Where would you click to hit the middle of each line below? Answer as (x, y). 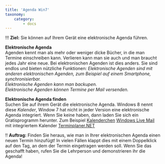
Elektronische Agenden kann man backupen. (51, 84)
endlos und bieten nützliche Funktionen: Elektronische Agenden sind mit (79, 69)
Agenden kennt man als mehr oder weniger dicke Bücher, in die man (75, 53)
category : (24, 19)
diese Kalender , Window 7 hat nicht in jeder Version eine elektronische (77, 110)
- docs (30, 24)
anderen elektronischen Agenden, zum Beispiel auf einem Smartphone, (78, 74)
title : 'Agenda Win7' (27, 10)
